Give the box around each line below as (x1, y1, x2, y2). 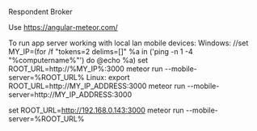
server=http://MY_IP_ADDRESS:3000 (8, 90, 132, 99)
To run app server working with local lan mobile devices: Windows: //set (8, 38, 249, 48)
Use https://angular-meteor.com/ (8, 23, 119, 32)
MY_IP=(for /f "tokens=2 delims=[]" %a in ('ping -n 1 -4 (8, 47, 193, 56)
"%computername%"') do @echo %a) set (8, 56, 148, 65)
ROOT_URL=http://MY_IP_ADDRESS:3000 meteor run (8, 81, 186, 91)
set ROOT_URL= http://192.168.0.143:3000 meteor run (8, 105, 184, 115)
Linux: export (86, 73, 131, 82)
